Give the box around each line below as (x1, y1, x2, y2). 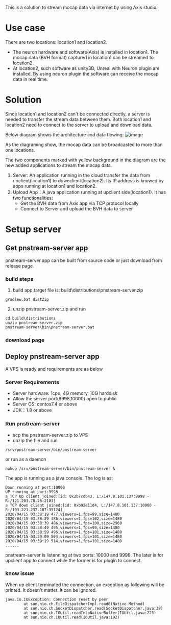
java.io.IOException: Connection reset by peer (5, 597, 109, 602)
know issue (5, 570, 34, 577)
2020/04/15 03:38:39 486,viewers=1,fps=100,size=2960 (5, 520, 123, 525)
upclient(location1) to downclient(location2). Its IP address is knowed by (12, 177, 164, 183)
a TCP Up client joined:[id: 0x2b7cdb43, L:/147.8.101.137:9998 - (5, 494, 150, 499)
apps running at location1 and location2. (12, 183, 97, 189)
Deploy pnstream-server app (5, 352, 100, 361)
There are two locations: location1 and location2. (5, 39, 107, 45)
